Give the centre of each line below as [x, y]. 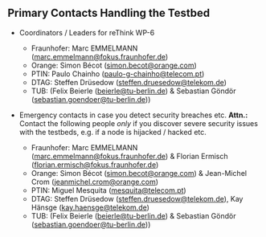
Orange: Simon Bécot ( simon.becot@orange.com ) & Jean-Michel [139, 173]
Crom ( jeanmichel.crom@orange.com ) [94, 182]
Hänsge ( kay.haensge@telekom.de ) [90, 207]
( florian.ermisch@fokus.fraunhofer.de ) [95, 165]
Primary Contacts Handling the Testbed [109, 13]
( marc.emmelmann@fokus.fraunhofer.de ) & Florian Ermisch [129, 156]
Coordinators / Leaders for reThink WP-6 [87, 32]
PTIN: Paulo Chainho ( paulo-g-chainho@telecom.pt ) [118, 74]
